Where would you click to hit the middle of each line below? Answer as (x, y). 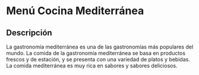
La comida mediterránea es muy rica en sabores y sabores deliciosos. (92, 66)
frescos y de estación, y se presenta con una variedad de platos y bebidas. (98, 59)
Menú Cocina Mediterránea (75, 11)
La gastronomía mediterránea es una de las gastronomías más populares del (100, 47)
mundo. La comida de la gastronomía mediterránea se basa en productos (96, 53)
